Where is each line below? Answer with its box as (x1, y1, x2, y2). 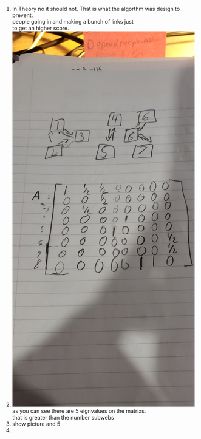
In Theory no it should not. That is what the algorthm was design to (12, 5, 180, 12)
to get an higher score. (12, 24, 69, 32)
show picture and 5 (12, 420, 61, 427)
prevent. (12, 12, 33, 19)
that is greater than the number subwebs (12, 414, 114, 421)
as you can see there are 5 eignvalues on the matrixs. (12, 407, 146, 415)
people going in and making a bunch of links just (12, 18, 134, 25)
